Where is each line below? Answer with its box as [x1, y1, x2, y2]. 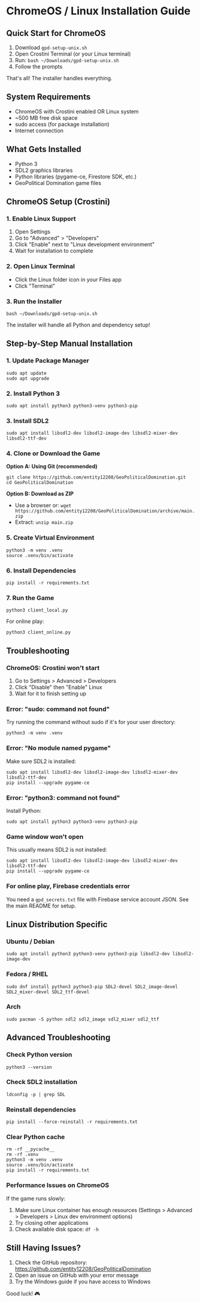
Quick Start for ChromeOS [6, 28, 106, 38]
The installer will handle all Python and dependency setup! [6, 321, 151, 328]
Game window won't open [6, 832, 84, 841]
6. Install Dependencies [6, 566, 77, 574]
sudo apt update [6, 370, 47, 376]
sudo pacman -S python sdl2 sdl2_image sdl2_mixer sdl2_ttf [6, 1016, 160, 1022]
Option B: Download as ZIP [6, 490, 74, 498]
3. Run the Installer [6, 297, 62, 305]
